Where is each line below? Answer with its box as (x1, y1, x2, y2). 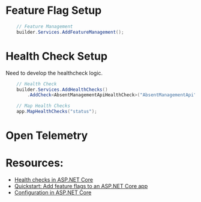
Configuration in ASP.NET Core (14, 189, 92, 196)
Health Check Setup (5, 49, 108, 63)
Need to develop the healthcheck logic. (5, 69, 103, 76)
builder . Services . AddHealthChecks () (16, 87, 109, 93)
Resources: (5, 156, 64, 170)
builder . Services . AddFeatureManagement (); (16, 29, 124, 35)
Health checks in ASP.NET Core (14, 176, 94, 183)
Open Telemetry (5, 129, 88, 142)
